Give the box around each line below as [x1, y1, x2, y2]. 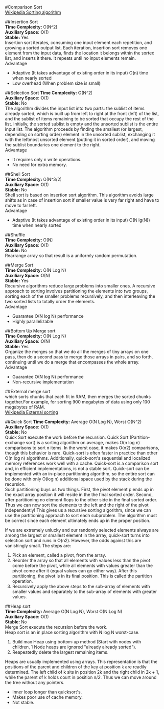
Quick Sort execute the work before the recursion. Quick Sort [5, 434, 129, 440]
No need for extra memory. [12, 162, 67, 167]
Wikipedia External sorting [5, 409, 58, 415]
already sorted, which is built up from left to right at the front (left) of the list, [5, 111, 159, 117]
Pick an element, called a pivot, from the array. [12, 552, 106, 558]
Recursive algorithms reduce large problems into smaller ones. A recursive [5, 283, 156, 288]
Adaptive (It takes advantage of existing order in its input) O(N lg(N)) [12, 217, 150, 223]
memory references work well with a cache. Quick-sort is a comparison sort [5, 460, 159, 466]
